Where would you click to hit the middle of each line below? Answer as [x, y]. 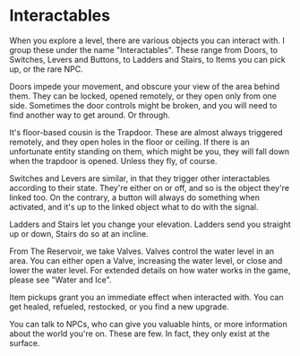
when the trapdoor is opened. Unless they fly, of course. [113, 161]
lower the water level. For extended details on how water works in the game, [150, 270]
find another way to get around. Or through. [90, 115]
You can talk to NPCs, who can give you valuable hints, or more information [149, 324]
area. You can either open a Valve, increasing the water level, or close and [146, 260]
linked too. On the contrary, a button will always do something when [134, 197]
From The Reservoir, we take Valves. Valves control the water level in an [142, 251]
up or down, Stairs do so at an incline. [79, 233]
